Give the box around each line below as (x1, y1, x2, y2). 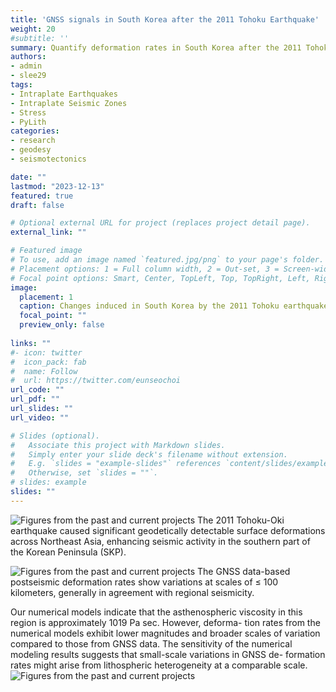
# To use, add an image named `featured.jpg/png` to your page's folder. (10, 255, 325, 265)
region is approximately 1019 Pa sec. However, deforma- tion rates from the (10, 616, 321, 628)
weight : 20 (10, 24, 56, 34)
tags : (10, 80, 33, 90)
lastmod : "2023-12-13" (10, 181, 105, 191)
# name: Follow (10, 366, 78, 376)
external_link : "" (10, 227, 87, 238)
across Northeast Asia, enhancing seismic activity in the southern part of (10, 535, 311, 547)
